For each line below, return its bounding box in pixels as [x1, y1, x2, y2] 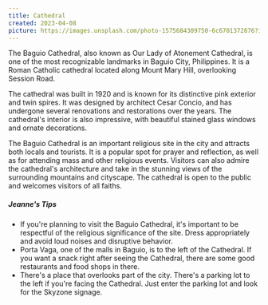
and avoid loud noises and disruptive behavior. [19, 236, 174, 246]
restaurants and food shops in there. [19, 262, 140, 271]
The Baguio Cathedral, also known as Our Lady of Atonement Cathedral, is [8, 49, 253, 58]
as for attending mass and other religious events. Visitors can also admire [8, 156, 250, 165]
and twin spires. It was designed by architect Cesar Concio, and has [8, 97, 233, 108]
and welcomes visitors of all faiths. [8, 181, 122, 191]
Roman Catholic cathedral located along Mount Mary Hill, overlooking [8, 65, 237, 75]
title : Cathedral [8, 11, 66, 20]
